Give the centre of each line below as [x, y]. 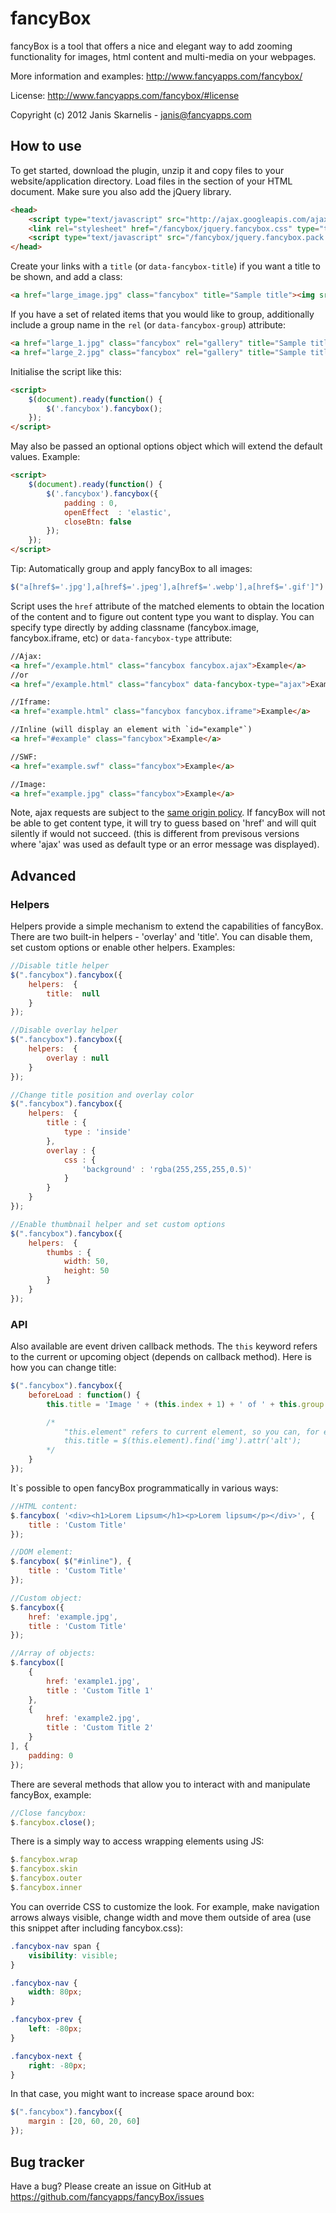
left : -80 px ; [55, 2029]
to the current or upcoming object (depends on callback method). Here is [161, 1357]
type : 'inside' [97, 1132]
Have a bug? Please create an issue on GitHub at [111, 2186]
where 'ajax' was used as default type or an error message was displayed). [165, 844]
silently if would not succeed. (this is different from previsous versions [155, 834]
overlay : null [78, 1058]
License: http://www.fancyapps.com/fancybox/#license [125, 95]
